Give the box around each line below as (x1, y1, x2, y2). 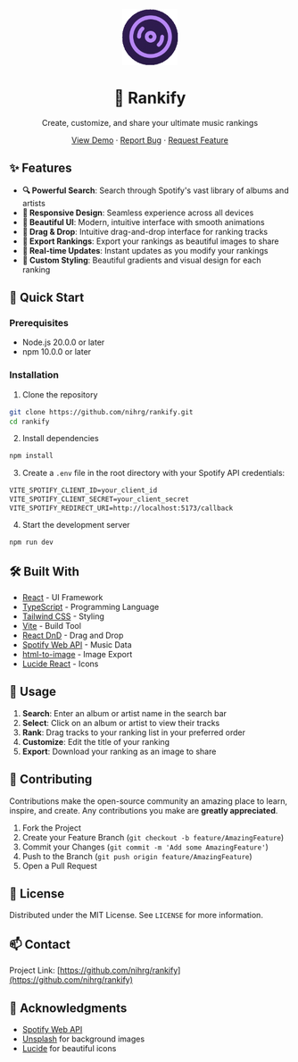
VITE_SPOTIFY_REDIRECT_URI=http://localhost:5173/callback (9, 504, 234, 513)
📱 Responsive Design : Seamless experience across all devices (21, 207, 254, 218)
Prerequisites (9, 317, 69, 330)
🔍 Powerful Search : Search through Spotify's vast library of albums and (21, 185, 289, 196)
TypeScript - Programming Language (21, 602, 160, 613)
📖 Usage (9, 684, 56, 699)
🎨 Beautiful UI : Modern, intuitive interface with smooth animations (21, 216, 265, 227)
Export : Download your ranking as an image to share (21, 746, 217, 757)
